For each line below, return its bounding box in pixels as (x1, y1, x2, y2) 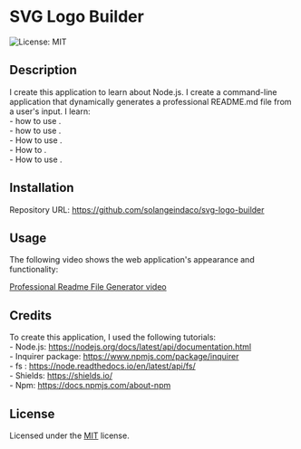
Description (9, 62, 77, 78)
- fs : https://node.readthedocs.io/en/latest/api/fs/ (9, 360, 197, 372)
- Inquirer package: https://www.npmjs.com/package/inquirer (9, 351, 239, 362)
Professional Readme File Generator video (9, 282, 167, 292)
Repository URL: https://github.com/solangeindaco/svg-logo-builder (9, 204, 265, 215)
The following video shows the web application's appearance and (9, 254, 256, 265)
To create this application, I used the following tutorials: (9, 332, 216, 343)
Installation (9, 180, 74, 196)
